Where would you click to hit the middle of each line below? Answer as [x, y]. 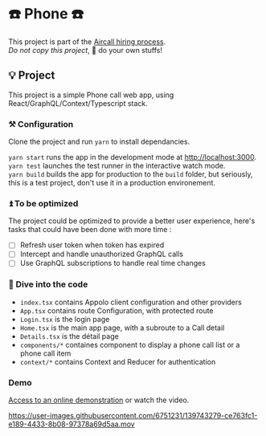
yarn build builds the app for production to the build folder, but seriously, [131, 174]
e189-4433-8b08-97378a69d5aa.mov [72, 424]
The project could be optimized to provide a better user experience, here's [132, 221]
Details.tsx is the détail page [69, 336]
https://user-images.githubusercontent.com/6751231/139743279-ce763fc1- [133, 416]
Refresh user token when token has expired [92, 245]
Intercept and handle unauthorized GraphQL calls [101, 254]
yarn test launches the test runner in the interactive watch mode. [117, 166]
